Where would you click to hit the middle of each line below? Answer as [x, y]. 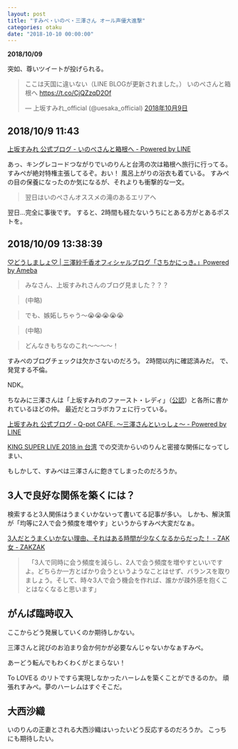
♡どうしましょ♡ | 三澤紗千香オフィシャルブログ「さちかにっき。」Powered [118, 262]
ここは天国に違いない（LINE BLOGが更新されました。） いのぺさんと [125, 84]
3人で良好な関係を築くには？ [71, 495]
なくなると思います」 [69, 588]
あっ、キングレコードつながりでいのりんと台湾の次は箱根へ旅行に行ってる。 [119, 164]
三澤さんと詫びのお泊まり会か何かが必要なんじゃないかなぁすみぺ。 [107, 647]
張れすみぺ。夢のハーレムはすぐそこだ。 [67, 686]
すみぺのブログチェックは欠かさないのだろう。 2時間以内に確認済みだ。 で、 [120, 360]
